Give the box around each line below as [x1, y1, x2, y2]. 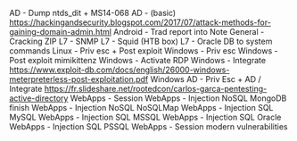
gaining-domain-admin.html [9, 27, 111, 37]
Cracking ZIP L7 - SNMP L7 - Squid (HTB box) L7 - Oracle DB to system [9, 36, 273, 46]
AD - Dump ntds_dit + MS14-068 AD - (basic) [9, 8, 177, 18]
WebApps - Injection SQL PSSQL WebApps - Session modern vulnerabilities [9, 121, 288, 132]
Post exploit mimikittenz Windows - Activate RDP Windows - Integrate [9, 55, 266, 65]
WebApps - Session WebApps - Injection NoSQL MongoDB [70, 93, 287, 104]
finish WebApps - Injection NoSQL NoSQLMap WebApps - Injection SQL [9, 103, 274, 112]
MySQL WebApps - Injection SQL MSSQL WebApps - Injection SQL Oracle [9, 112, 282, 122]
